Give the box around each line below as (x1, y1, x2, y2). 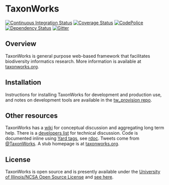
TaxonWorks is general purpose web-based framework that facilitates (5, 53, 150, 59)
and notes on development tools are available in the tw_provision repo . (5, 97, 152, 103)
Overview (5, 40, 37, 48)
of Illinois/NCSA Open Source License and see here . (5, 174, 114, 180)
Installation (5, 78, 41, 87)
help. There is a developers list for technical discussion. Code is (5, 130, 138, 136)
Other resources (5, 111, 58, 120)
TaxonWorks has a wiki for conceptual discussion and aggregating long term (5, 125, 164, 131)
